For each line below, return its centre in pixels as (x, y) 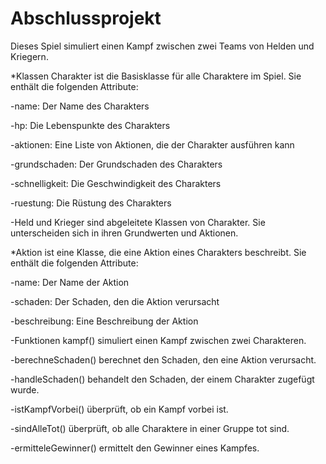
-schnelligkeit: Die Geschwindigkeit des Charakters (116, 183)
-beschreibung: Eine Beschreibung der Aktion (104, 321)
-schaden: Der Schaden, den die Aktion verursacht (115, 301)
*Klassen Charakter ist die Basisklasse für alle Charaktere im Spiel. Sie (156, 76)
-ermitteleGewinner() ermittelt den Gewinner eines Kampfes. (135, 448)
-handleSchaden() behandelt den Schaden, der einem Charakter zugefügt (162, 379)
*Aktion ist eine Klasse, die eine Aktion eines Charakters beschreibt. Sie (158, 252)
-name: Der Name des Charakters (80, 106)
